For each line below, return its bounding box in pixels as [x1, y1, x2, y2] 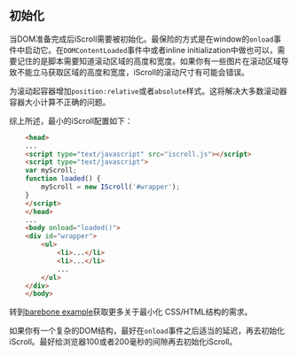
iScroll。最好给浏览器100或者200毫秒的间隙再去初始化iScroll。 [9, 336, 238, 347]
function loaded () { [25, 174, 101, 183]
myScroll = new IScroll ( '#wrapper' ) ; [41, 182, 180, 192]
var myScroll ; [25, 166, 77, 175]
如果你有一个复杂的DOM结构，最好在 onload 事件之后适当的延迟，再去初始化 [9, 326, 286, 336]
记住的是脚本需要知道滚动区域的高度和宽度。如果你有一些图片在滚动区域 [16, 56, 281, 66]
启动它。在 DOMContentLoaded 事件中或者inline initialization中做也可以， [24, 44, 278, 55]
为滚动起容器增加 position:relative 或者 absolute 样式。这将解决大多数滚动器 [9, 85, 287, 96]
